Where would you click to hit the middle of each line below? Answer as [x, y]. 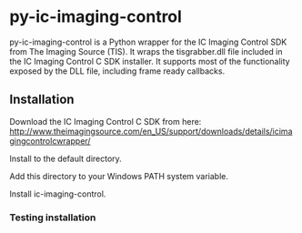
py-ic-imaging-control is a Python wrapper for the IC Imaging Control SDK [148, 42]
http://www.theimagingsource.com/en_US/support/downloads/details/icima [151, 131]
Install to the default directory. [66, 158]
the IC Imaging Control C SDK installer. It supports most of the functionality [150, 61]
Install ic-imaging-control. [58, 194]
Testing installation [53, 218]
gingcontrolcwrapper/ [50, 141]
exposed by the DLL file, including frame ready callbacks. [117, 71]
